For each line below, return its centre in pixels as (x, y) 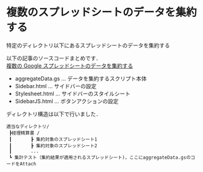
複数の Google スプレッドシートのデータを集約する (70, 65)
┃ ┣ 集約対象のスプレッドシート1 (53, 139)
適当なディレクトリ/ (28, 126)
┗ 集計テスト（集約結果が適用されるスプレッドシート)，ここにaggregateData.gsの (100, 158)
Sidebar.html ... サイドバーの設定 (56, 86)
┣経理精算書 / (24, 133)
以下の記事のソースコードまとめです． (54, 58)
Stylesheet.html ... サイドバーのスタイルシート (73, 94)
